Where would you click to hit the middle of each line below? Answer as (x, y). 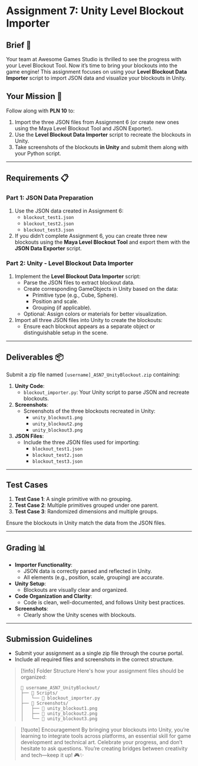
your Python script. (38, 153)
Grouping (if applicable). (62, 307)
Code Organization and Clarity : (53, 596)
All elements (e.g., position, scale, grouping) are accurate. (94, 578)
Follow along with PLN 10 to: (40, 111)
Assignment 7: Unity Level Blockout (95, 11)
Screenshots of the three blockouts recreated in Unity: (89, 411)
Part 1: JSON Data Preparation (50, 198)
